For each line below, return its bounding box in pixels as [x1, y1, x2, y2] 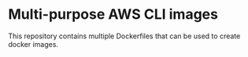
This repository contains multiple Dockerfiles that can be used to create [8, 31, 241, 41]
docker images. [8, 39, 59, 48]
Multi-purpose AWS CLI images [8, 5, 219, 23]
